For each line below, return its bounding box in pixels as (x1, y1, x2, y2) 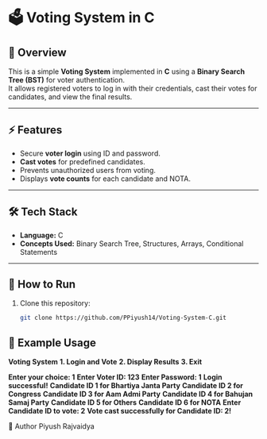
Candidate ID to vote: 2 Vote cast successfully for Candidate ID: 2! (8, 406, 232, 416)
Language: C (19, 230, 64, 240)
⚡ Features (8, 123, 63, 137)
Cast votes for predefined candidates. (19, 156, 145, 166)
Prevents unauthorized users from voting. (19, 165, 157, 175)
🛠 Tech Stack (8, 206, 78, 219)
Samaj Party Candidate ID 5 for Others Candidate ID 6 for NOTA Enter (8, 398, 242, 407)
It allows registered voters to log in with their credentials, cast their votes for (8, 83, 257, 93)
